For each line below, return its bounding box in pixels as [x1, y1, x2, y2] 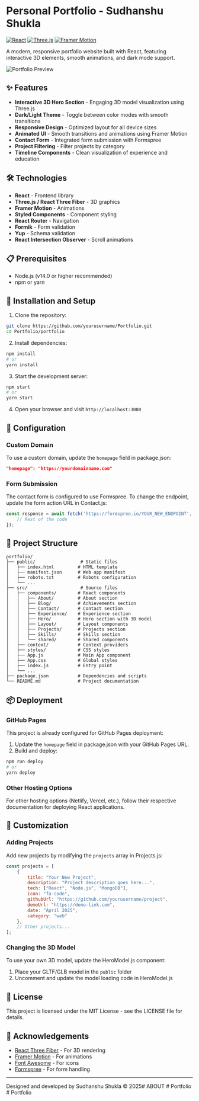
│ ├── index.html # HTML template [6, 564, 118, 570]
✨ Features [6, 83, 48, 93]
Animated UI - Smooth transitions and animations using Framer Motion [14, 130, 188, 137]
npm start [6, 384, 31, 390]
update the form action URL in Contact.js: [6, 500, 107, 507]
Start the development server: [14, 372, 88, 380]
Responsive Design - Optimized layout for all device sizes [14, 123, 157, 131]
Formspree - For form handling [14, 1065, 91, 1073]
